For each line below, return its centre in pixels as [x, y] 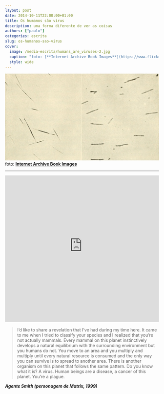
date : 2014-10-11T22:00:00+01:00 [39, 15]
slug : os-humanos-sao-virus [34, 42]
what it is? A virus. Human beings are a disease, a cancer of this [82, 371]
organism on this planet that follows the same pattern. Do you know [85, 366]
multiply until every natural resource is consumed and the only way [84, 356]
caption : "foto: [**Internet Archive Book [53, 57]
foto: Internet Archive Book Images [41, 164]
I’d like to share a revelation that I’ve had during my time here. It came [87, 329]
